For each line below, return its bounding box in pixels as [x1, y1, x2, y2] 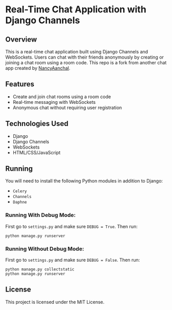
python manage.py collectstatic [5, 267, 74, 272]
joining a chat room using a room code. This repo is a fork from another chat [5, 60, 167, 65]
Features [5, 80, 34, 88]
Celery [12, 189, 27, 194]
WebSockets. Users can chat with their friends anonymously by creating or [5, 54, 164, 60]
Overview [5, 35, 37, 44]
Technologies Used [5, 119, 68, 128]
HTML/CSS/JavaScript [12, 149, 61, 155]
